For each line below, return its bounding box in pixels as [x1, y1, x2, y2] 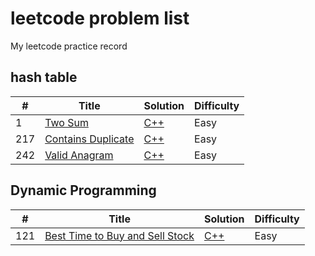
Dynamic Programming [10, 182, 157, 199]
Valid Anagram [44, 148, 114, 162]
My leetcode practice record [10, 40, 128, 52]
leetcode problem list [10, 7, 190, 30]
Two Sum [44, 115, 89, 129]
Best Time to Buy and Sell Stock [44, 228, 195, 242]
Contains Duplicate [44, 132, 135, 146]
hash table [10, 69, 78, 86]
